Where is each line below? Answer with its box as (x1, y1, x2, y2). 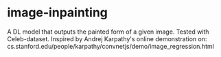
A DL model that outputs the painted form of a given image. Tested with (7, 27, 209, 36)
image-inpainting (7, 5, 108, 21)
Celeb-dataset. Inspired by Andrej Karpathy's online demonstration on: (7, 34, 207, 43)
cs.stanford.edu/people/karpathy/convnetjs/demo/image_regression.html (7, 42, 214, 50)
